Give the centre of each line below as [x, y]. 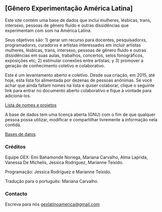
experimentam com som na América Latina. [48, 30]
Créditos [15, 147]
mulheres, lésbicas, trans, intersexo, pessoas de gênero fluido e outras [76, 50]
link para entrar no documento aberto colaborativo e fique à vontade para [78, 90]
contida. [13, 125]
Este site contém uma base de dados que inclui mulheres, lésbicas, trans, [78, 20]
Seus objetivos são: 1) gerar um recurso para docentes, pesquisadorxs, [76, 40]
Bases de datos [21, 134]
